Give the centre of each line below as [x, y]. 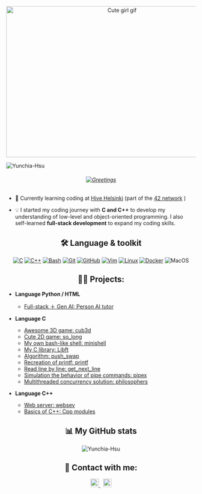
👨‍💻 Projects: [101, 279]
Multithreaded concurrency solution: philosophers [86, 381]
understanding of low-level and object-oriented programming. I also [99, 217]
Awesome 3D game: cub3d [57, 330]
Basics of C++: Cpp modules [60, 411]
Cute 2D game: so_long [53, 336]
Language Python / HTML [47, 294]
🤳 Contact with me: [101, 468]
